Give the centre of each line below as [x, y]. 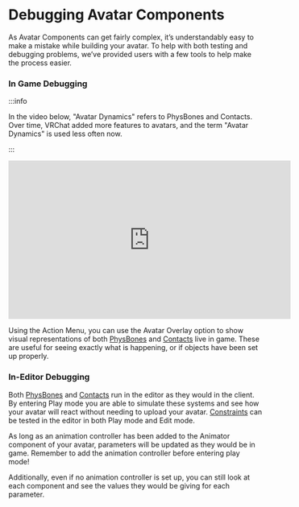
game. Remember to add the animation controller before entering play [124, 453]
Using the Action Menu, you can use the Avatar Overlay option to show [126, 331]
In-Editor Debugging [49, 377]
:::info [18, 101]
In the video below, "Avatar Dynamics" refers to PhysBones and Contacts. [131, 117]
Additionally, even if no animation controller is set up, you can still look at [129, 477]
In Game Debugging [48, 84]
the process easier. [40, 63]
